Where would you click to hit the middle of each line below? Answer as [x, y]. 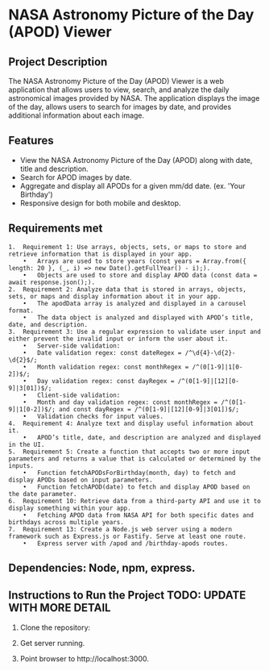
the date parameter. [43, 494]
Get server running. [52, 643]
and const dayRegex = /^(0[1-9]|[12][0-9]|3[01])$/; [149, 409]
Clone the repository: [55, 627]
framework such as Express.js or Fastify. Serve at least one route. [128, 536]
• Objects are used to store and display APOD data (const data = [140, 275]
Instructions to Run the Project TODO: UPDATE [127, 596]
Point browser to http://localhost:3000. [84, 658]
